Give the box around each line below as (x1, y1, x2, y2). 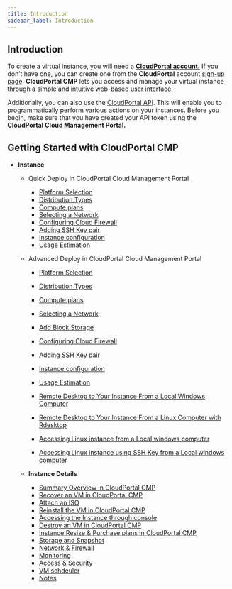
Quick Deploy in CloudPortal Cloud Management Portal (28, 175, 189, 183)
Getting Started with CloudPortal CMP (7, 141, 179, 153)
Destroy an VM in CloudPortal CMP (38, 521, 142, 529)
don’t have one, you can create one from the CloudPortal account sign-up (7, 70, 225, 78)
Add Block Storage (38, 324, 94, 332)
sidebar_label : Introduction (7, 17, 94, 24)
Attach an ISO (38, 498, 79, 507)
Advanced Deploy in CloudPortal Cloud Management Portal (28, 255, 202, 263)
